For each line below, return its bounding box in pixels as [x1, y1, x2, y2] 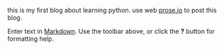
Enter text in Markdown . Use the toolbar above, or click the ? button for [7, 27, 215, 35]
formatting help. [7, 35, 55, 43]
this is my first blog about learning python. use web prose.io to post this [7, 6, 218, 14]
